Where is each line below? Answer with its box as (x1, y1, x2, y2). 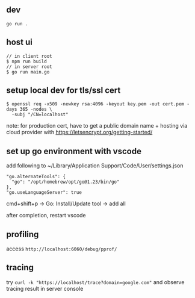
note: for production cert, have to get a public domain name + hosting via (6, 122, 188, 129)
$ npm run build (6, 58, 47, 64)
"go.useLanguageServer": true (6, 190, 82, 196)
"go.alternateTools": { (6, 174, 66, 180)
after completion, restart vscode (6, 212, 86, 219)
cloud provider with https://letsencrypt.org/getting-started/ (6, 129, 153, 136)
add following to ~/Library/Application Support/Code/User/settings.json (6, 162, 184, 169)
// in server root (6, 63, 52, 70)
